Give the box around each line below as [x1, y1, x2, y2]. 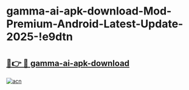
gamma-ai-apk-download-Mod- [6, 4, 172, 18]
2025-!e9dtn [6, 30, 73, 43]
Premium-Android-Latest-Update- [6, 17, 184, 31]
